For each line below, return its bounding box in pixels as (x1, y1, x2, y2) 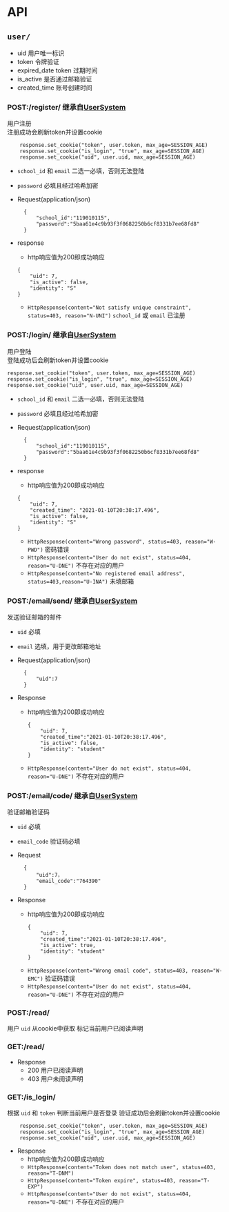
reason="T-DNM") (27, 1170, 74, 1177)
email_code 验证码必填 (17, 837, 81, 846)
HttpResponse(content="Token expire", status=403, (27, 1178, 177, 1184)
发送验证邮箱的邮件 (7, 613, 62, 621)
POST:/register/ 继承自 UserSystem (7, 102, 126, 112)
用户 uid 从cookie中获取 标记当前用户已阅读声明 (7, 1024, 143, 1033)
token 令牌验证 (17, 58, 60, 66)
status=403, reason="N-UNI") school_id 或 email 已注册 (27, 311, 186, 319)
